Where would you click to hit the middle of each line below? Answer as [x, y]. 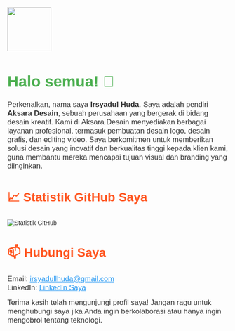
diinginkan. [25, 166]
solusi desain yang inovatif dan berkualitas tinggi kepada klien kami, [117, 149]
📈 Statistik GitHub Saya [78, 197]
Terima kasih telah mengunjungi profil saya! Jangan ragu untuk [109, 303]
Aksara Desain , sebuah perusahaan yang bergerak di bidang [108, 113]
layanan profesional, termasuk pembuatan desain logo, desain [109, 131]
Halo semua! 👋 [61, 81]
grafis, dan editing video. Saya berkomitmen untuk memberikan [110, 140]
